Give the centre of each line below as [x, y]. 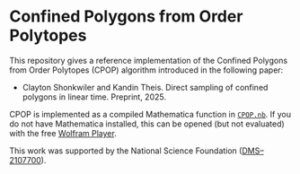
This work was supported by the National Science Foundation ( [126, 151]
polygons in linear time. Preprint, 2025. [94, 97]
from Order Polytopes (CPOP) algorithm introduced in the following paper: [146, 70]
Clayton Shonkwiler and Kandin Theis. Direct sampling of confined [145, 87]
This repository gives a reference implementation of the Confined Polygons [149, 60]
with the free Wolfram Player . [63, 133]
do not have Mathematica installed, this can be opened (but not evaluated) [147, 124]
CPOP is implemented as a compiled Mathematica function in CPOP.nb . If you [150, 114]
